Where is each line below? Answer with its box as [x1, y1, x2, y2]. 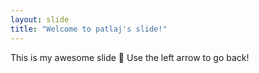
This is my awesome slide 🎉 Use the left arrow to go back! [10, 51, 250, 63]
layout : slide [10, 14, 70, 25]
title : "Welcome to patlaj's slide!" [10, 24, 168, 34]
